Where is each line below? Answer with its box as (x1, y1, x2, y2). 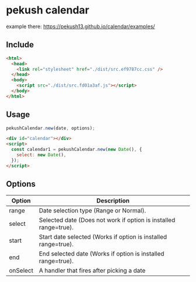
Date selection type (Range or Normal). (38, 206, 146, 214)
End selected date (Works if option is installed (38, 249, 164, 257)
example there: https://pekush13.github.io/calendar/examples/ (6, 23, 156, 30)
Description (96, 197, 130, 205)
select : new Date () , (16, 152, 66, 158)
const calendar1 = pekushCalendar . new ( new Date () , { (11, 147, 142, 153)
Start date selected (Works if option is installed (38, 232, 167, 240)
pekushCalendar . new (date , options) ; (6, 125, 95, 131)
